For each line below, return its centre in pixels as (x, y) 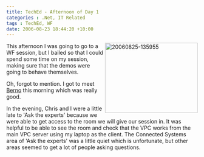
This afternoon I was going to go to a (52, 46)
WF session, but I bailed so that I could (55, 53)
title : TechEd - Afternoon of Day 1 (53, 12)
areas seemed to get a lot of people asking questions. (73, 147)
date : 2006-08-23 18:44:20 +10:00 (50, 29)
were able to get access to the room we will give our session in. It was (94, 122)
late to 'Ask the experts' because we (52, 115)
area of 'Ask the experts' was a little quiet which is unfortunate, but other (97, 141)
